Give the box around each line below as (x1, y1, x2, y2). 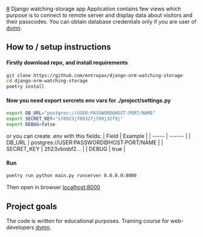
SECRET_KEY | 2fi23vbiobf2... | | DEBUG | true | (6, 145, 126, 153)
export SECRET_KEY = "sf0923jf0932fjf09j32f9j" (6, 116, 123, 122)
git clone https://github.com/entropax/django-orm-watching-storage (6, 72, 183, 78)
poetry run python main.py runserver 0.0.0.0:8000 (6, 173, 137, 179)
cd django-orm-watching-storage (6, 78, 88, 84)
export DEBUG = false (6, 121, 56, 128)
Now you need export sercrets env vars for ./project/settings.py (6, 96, 171, 104)
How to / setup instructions (6, 42, 111, 52)
